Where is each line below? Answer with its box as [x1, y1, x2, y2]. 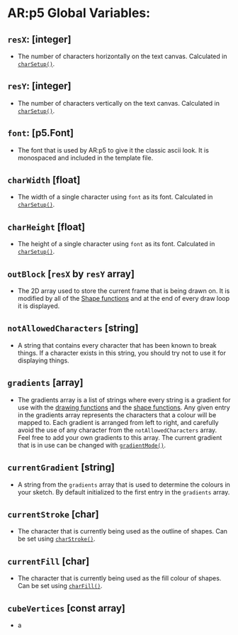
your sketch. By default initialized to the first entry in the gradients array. [17, 487, 230, 496]
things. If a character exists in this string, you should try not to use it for [17, 348, 227, 357]
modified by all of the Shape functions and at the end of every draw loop [17, 294, 230, 303]
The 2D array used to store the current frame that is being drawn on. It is [17, 287, 230, 295]
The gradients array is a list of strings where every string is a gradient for [17, 395, 231, 404]
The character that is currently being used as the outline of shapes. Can [17, 527, 228, 536]
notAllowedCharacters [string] [7, 322, 139, 334]
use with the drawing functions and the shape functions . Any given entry [17, 403, 230, 412]
